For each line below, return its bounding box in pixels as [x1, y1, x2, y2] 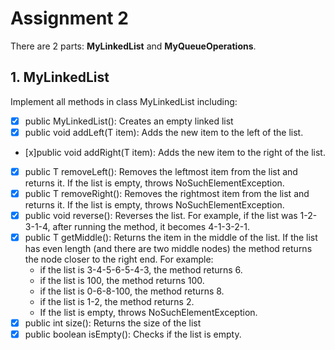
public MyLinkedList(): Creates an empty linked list [24, 115, 234, 127]
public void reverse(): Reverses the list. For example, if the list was [24, 210, 298, 221]
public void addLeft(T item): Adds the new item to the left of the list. [24, 126, 304, 138]
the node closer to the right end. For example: [24, 253, 214, 266]
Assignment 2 [10, 7, 129, 30]
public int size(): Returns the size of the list [24, 317, 202, 329]
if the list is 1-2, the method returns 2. [39, 296, 195, 308]
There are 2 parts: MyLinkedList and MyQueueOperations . [10, 40, 257, 52]
